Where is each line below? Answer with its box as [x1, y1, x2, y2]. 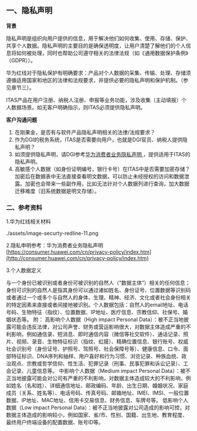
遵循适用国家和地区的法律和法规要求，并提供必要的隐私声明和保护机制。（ [6, 76, 184, 83]
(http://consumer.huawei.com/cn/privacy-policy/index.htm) [6, 255, 149, 262]
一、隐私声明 [6, 5, 53, 16]
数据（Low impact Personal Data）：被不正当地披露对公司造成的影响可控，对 [6, 404, 191, 411]
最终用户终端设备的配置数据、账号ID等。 [6, 419, 104, 426]
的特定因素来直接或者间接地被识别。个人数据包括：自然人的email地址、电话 [6, 301, 189, 308]
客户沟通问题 [6, 116, 37, 123]
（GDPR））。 [6, 56, 36, 63]
